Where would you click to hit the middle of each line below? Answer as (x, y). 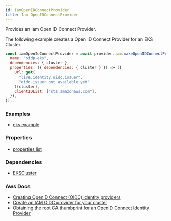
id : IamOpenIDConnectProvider (37, 10)
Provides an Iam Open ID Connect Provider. (51, 29)
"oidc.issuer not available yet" (54, 82)
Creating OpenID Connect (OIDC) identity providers (66, 197)
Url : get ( (25, 72)
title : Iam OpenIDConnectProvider (42, 15)
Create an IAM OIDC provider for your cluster (60, 203)
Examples (18, 114)
